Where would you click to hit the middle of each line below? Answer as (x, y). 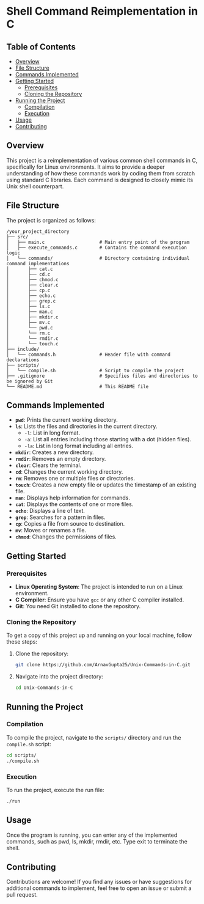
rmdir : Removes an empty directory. (60, 459)
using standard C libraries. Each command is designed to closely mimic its (100, 180)
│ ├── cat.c (30, 269)
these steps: (22, 642)
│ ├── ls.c (28, 306)
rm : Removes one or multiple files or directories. (75, 479)
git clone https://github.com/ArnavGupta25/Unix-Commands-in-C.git (103, 665)
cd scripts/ (21, 755)
